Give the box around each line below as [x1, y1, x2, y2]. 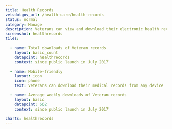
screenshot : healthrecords [5, 31, 63, 36]
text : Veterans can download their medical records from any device [14, 83, 164, 89]
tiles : [5, 36, 19, 41]
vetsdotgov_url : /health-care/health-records [5, 12, 104, 17]
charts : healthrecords [5, 116, 54, 121]
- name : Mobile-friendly [10, 69, 63, 74]
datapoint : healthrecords [14, 55, 70, 60]
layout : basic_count [14, 50, 58, 55]
